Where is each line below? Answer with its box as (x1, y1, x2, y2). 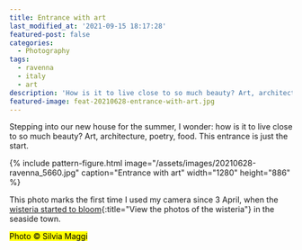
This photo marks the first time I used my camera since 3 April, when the (9, 194, 279, 205)
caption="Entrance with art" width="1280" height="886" (81, 167, 290, 178)
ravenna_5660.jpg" (9, 167, 80, 178)
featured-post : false (9, 30, 91, 39)
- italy (17, 72, 47, 81)
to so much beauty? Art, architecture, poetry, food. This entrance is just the (9, 131, 289, 142)
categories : (9, 38, 54, 48)
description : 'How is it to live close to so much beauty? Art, (9, 88, 255, 97)
